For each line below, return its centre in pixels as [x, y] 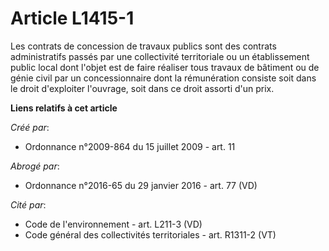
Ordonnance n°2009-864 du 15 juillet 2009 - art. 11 [130, 146]
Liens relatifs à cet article [64, 108]
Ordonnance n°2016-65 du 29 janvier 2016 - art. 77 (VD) [141, 185]
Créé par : [30, 127]
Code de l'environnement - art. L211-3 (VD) [113, 224]
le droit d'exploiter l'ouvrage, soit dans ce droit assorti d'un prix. [142, 88]
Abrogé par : [35, 166]
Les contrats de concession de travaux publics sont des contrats [143, 46]
